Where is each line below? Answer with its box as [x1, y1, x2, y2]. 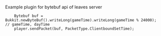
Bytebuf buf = [14, 14, 43, 18]
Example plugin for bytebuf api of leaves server [5, 4, 102, 10]
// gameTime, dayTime [5, 22, 50, 27]
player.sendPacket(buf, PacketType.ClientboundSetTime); [14, 26, 135, 31]
